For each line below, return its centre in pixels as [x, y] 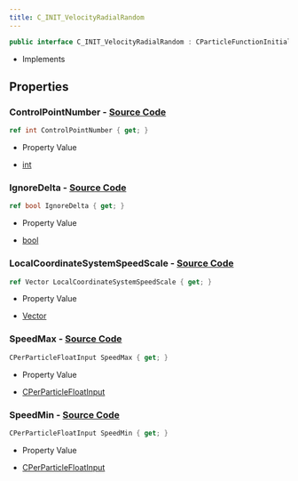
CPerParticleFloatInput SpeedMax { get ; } [89, 357]
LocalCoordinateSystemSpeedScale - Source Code [122, 263]
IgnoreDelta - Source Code [68, 188]
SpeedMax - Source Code [66, 339]
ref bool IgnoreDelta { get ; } [67, 206]
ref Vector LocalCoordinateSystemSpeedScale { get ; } [111, 282]
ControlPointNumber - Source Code [88, 112]
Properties [39, 87]
